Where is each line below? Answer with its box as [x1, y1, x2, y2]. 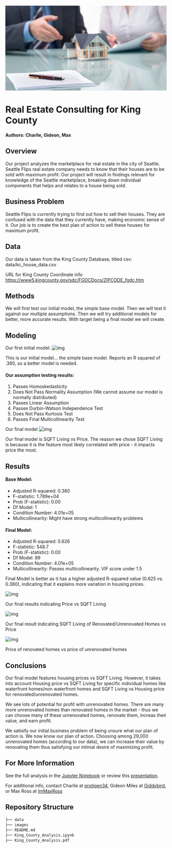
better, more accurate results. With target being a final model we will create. [5, 316, 165, 322]
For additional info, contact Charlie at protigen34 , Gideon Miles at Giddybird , [5, 782, 166, 788]
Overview [5, 147, 37, 156]
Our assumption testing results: [5, 372, 74, 378]
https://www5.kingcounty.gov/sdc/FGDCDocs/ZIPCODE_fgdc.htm [5, 277, 144, 283]
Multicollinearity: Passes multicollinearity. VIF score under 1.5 [12, 566, 142, 572]
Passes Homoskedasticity [12, 384, 68, 390]
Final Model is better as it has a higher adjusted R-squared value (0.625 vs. [5, 575, 164, 582]
